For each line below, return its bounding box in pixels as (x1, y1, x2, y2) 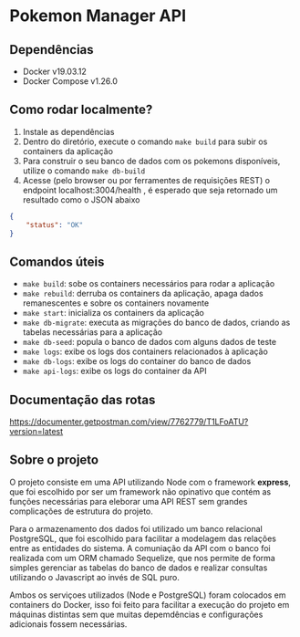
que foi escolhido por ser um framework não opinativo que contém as (9, 486, 272, 497)
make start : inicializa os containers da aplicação (22, 308, 205, 318)
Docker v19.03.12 (22, 66, 87, 77)
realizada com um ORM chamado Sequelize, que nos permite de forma (9, 552, 275, 563)
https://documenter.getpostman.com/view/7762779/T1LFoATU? (9, 416, 249, 427)
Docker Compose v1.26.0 (22, 76, 119, 87)
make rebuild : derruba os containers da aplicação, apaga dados (22, 288, 264, 299)
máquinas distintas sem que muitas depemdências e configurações (9, 609, 264, 620)
